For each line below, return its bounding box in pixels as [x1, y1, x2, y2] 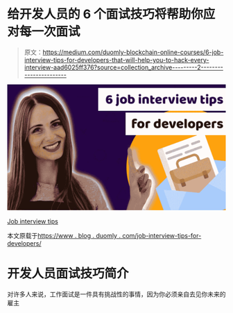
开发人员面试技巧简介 [7, 266, 130, 282]
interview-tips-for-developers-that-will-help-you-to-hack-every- [24, 56, 209, 64]
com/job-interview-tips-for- [122, 231, 202, 239]
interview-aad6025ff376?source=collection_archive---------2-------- [24, 63, 224, 71]
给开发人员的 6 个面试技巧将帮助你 [7, 6, 203, 22]
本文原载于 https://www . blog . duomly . [7, 231, 121, 239]
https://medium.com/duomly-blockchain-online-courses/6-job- [42, 48, 224, 56]
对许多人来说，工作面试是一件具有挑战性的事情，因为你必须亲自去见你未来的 [7, 289, 226, 298]
